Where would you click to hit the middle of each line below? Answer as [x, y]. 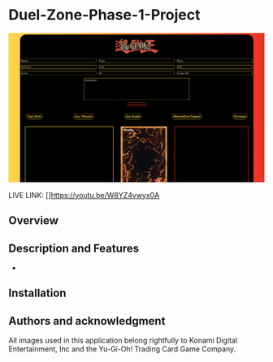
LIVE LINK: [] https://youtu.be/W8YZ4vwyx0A [84, 195]
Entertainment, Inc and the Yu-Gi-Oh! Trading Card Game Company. [122, 349]
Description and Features [74, 248]
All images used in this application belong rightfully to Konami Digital [123, 340]
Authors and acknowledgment [87, 321]
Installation [37, 293]
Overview [34, 221]
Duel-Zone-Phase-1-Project [104, 15]
